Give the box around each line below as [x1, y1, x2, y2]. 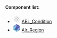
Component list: [5, 4, 40, 10]
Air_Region [21, 27, 44, 33]
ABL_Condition [21, 18, 52, 25]
